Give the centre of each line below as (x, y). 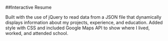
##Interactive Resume (29, 7)
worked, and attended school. (37, 33)
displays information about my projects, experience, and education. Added (84, 23)
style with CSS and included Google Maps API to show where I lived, (78, 28)
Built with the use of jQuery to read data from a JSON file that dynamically (83, 17)
